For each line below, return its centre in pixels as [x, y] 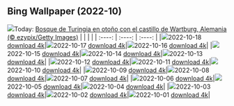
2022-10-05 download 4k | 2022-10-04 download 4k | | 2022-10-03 [109, 87]
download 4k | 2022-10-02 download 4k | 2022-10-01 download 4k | [109, 95]
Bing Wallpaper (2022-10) [64, 11]
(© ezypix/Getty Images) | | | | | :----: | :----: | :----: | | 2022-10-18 [104, 37]
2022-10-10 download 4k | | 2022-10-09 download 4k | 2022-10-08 [108, 70]
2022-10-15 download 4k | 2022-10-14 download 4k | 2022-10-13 [105, 53]
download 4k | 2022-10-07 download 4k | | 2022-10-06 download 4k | [111, 78]
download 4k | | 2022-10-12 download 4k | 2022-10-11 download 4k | [109, 62]
